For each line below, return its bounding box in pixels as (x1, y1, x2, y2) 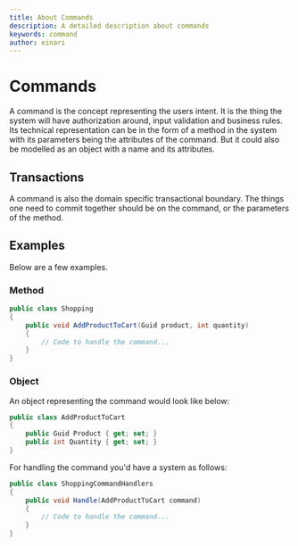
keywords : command (9, 29, 78, 38)
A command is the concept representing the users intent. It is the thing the (9, 106, 283, 117)
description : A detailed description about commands (9, 21, 210, 30)
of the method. (9, 212, 64, 223)
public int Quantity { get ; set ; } (25, 438, 158, 447)
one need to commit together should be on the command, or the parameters (9, 203, 290, 213)
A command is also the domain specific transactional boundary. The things (9, 194, 285, 203)
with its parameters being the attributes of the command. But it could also (9, 135, 280, 145)
